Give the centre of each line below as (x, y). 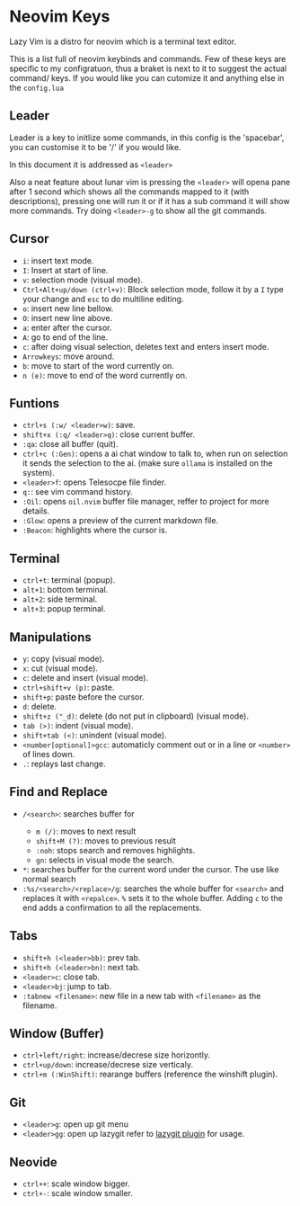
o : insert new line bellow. (68, 308)
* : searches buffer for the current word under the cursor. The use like (150, 869)
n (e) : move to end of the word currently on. (105, 375)
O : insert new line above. (67, 317)
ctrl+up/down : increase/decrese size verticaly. (107, 1065)
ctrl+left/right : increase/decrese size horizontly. (116, 1055)
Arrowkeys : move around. (68, 356)
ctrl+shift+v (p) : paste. (68, 687)
